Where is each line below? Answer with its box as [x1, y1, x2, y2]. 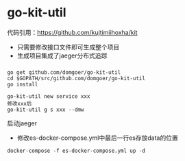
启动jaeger [7, 119, 38, 127]
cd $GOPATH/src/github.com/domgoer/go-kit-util [7, 75, 146, 82]
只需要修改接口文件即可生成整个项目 [16, 42, 120, 51]
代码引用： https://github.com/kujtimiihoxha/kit [7, 28, 138, 36]
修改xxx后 [7, 100, 32, 107]
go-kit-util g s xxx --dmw [7, 106, 84, 113]
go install [7, 81, 38, 88]
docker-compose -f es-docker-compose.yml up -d [7, 147, 146, 154]
